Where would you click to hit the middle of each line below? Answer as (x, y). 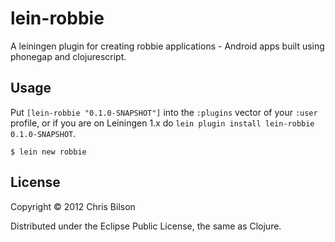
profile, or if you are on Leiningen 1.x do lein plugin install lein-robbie (162, 123)
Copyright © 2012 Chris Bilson (73, 206)
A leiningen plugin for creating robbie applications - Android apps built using (167, 46)
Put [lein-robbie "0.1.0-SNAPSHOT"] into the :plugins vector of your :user (164, 112)
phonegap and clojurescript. (68, 56)
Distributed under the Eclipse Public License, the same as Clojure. (146, 226)
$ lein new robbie (48, 152)
